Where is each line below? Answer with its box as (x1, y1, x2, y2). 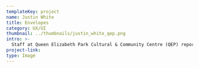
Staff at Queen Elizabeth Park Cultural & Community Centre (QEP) (11, 42, 179, 48)
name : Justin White (6, 14, 54, 20)
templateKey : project (6, 8, 60, 15)
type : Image (6, 53, 36, 59)
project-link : (6, 47, 41, 53)
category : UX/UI (6, 25, 46, 31)
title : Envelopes (6, 20, 49, 25)
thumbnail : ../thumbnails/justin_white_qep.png (6, 31, 126, 37)
